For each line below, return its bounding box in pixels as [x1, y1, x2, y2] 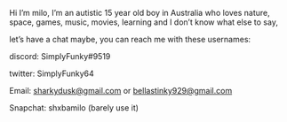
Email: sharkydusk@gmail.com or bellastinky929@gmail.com [9, 86, 233, 95]
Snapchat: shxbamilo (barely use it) [9, 103, 140, 113]
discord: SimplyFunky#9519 [9, 51, 111, 61]
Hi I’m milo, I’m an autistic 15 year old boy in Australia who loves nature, [9, 8, 271, 18]
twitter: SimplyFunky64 [9, 68, 95, 79]
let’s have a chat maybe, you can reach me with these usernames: [9, 34, 251, 44]
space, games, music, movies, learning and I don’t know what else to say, [9, 17, 278, 27]
